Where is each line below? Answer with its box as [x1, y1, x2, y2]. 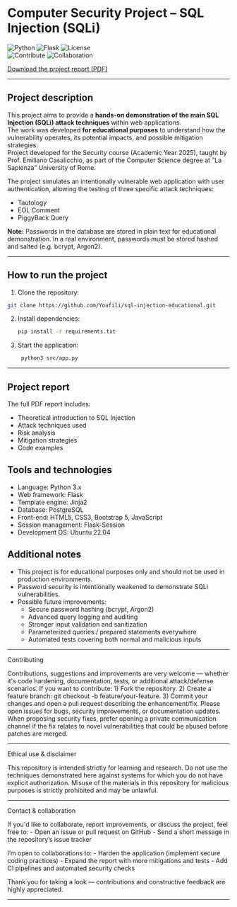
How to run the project [7, 269, 108, 281]
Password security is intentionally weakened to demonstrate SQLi [17, 582, 209, 591]
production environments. [17, 575, 93, 583]
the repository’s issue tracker [7, 835, 92, 843]
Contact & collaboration [7, 806, 76, 815]
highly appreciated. [7, 885, 63, 894]
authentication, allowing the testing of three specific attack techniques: [7, 184, 214, 193]
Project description [7, 92, 94, 104]
